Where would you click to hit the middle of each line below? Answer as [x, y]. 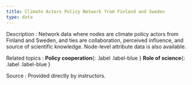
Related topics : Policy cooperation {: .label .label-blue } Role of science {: [96, 58]
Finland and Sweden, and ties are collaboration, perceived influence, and [95, 40]
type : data [19, 17]
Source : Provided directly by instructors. [56, 76]
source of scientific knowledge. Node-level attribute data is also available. [96, 46]
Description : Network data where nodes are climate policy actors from [92, 34]
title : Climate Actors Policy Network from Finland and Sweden [86, 12]
